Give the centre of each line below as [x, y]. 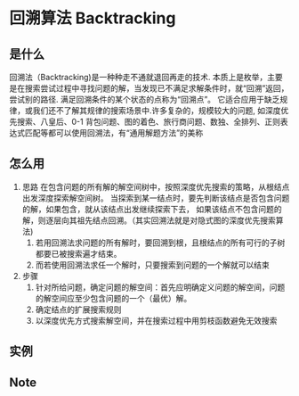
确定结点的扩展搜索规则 [78, 309]
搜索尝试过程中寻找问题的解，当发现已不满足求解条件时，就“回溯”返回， [157, 88]
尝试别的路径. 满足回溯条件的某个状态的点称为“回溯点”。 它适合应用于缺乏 [145, 99]
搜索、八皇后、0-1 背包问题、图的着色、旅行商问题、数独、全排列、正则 [148, 122]
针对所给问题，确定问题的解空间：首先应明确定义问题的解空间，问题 [160, 287]
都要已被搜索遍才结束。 [78, 253]
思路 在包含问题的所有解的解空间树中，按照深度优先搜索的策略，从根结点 [156, 186]
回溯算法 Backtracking [93, 18]
